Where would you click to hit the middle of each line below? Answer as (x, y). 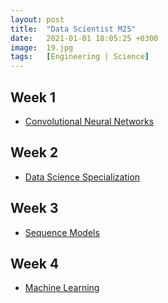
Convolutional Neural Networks (89, 121)
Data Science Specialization (82, 177)
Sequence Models (62, 232)
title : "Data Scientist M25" (73, 29)
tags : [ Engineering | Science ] (80, 57)
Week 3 (34, 208)
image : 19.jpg (42, 47)
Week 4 (35, 263)
